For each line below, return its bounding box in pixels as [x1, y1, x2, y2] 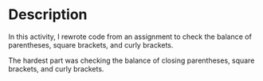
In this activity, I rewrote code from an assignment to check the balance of [8, 32, 253, 41]
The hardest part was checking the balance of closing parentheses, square [8, 56, 255, 65]
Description [8, 6, 88, 24]
